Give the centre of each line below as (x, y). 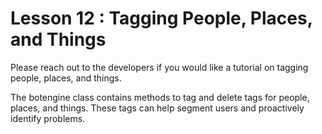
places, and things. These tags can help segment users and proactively (157, 108)
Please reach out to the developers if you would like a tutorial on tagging (159, 67)
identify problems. (48, 118)
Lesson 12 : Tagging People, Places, (161, 18)
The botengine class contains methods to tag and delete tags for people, (160, 97)
